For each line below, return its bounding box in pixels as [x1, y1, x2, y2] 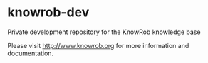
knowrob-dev [7, 4, 90, 21]
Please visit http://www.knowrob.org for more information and [7, 41, 189, 50]
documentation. [7, 49, 54, 57]
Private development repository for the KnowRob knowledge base [7, 28, 201, 36]
